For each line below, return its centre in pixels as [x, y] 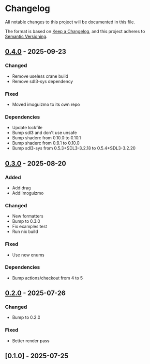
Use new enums [28, 255]
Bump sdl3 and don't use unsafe [45, 133]
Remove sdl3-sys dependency [43, 81]
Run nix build [25, 232]
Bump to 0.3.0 [26, 221]
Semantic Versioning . [26, 36]
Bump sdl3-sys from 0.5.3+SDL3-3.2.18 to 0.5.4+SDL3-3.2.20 [74, 148]
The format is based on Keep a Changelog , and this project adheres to [75, 31]
